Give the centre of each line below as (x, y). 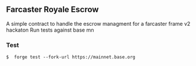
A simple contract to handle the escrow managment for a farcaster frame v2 (98, 23)
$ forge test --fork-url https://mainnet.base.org (71, 57)
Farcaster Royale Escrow (52, 10)
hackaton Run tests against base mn (50, 30)
